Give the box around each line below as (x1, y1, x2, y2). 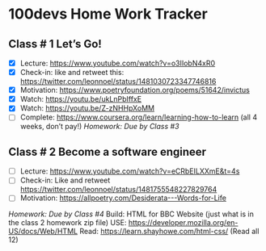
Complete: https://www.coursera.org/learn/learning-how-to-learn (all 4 (19, 112, 257, 122)
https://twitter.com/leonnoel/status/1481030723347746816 (19, 77, 217, 86)
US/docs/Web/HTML (8, 227, 78, 236)
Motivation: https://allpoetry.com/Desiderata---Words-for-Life (19, 193, 226, 203)
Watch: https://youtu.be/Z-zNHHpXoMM (19, 103, 155, 113)
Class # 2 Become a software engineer (8, 144, 207, 158)
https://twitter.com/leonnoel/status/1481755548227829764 (19, 185, 217, 195)
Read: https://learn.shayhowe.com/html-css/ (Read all (79, 227, 260, 236)
